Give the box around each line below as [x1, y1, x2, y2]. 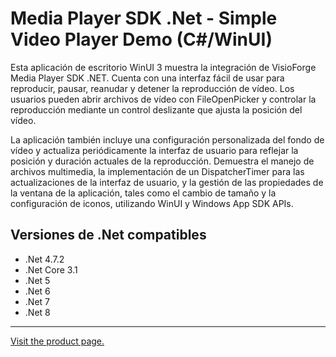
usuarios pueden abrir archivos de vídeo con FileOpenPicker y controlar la [10, 93, 317, 105]
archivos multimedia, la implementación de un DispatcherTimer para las [10, 165, 305, 177]
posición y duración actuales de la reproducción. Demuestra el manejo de [10, 155, 315, 167]
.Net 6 [24, 285, 51, 297]
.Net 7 [24, 295, 50, 307]
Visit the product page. [10, 335, 105, 347]
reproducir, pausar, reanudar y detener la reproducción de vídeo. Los [10, 82, 295, 94]
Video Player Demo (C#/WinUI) [10, 28, 273, 51]
